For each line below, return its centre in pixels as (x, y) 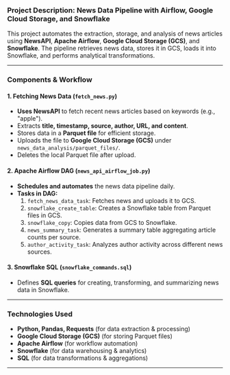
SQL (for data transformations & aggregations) (82, 358)
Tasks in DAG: (37, 193)
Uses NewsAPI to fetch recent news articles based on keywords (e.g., (116, 111)
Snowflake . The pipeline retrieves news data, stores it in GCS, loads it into (112, 48)
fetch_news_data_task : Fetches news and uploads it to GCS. (112, 200)
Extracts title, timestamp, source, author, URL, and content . (102, 126)
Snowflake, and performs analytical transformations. (81, 56)
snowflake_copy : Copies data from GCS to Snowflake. (102, 222)
